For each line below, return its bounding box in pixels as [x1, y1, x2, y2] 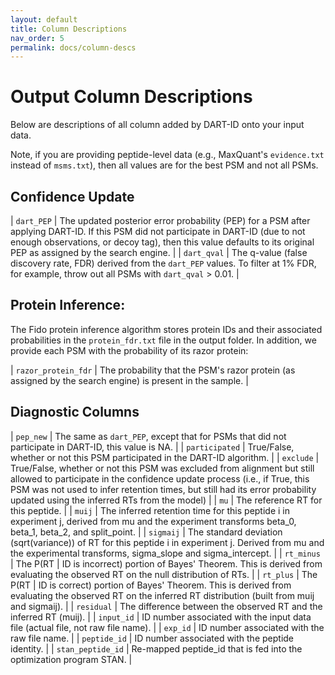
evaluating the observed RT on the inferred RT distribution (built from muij [10, 589, 315, 601]
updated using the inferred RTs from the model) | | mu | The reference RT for [10, 494, 323, 506]
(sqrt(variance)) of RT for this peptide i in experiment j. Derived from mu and [10, 536, 325, 548]
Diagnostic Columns [10, 404, 140, 421]
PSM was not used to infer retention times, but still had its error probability [10, 483, 317, 495]
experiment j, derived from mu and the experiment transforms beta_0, [10, 515, 297, 527]
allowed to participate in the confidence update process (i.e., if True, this [10, 472, 310, 485]
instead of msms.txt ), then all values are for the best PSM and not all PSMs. [10, 159, 319, 171]
